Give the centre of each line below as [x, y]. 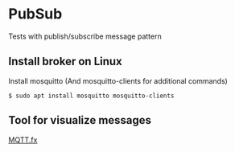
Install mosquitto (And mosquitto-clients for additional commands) [118, 80]
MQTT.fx [23, 140]
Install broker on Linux [65, 62]
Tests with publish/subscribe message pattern [85, 36]
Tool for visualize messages [80, 120]
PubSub [35, 14]
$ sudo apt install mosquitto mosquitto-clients [91, 96]
